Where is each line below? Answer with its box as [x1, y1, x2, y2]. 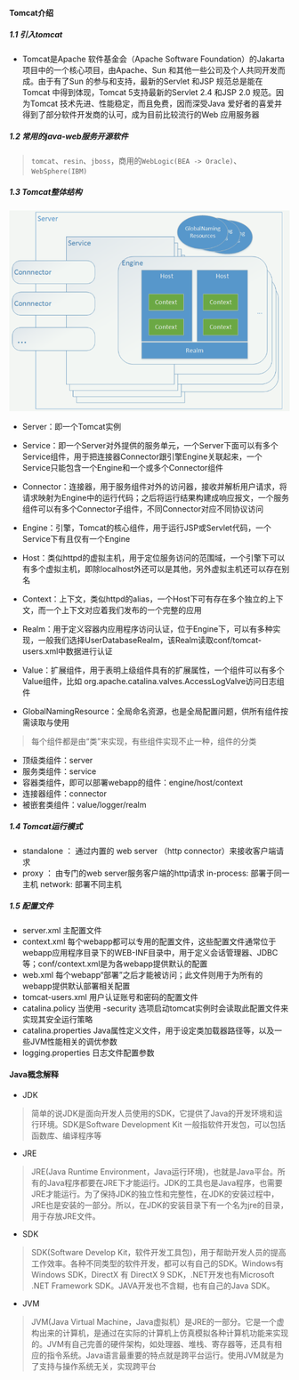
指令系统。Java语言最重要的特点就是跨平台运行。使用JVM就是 [46, 1350, 277, 1360]
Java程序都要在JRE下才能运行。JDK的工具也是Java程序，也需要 [46, 1178, 283, 1189]
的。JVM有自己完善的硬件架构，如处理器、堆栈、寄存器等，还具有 [30, 1339, 275, 1350]
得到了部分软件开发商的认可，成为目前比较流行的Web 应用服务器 [21, 109, 260, 119]
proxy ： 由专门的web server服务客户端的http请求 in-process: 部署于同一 [21, 868, 290, 878]
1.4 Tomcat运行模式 [9, 821, 83, 832]
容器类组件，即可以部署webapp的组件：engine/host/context [21, 777, 243, 787]
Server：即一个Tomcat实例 [21, 421, 122, 432]
